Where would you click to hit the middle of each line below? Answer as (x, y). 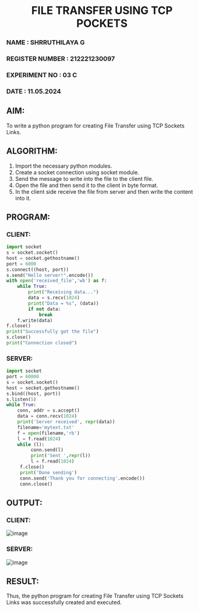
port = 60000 (23, 377)
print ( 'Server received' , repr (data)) (66, 422)
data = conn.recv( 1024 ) (47, 416)
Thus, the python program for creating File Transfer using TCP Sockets (95, 596)
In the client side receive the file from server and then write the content (104, 191)
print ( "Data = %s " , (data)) (63, 303)
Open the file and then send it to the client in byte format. (86, 185)
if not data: (45, 309)
